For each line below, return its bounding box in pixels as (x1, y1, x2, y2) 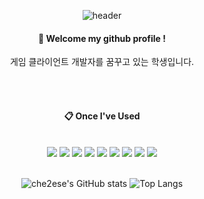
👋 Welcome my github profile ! (38, 32, 166, 44)
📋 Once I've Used (63, 110, 141, 122)
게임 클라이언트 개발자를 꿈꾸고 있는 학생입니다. (9, 56, 195, 68)
